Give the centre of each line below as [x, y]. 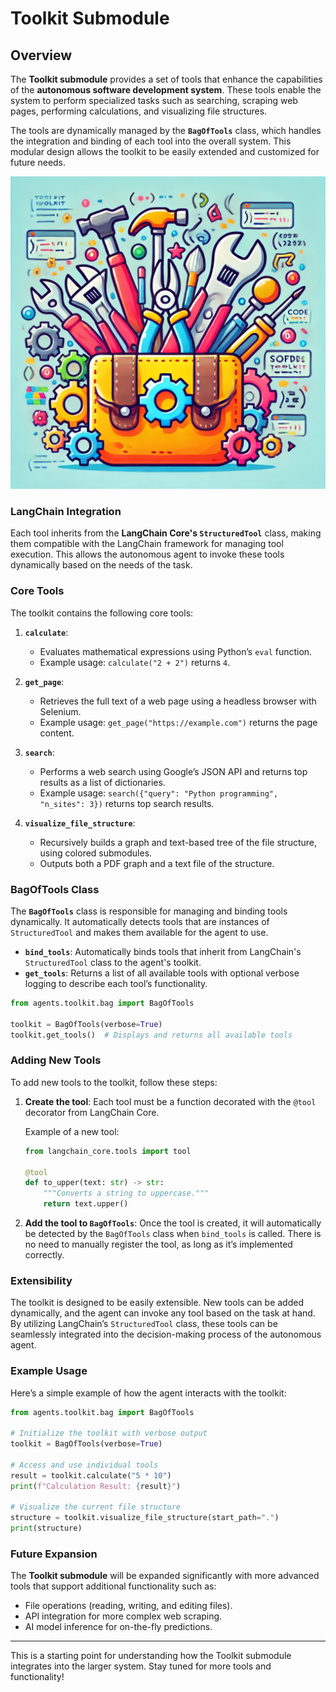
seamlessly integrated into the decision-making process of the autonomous [166, 1334]
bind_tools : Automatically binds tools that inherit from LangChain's [163, 951]
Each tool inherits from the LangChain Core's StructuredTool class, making [166, 533]
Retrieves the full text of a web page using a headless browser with [178, 701]
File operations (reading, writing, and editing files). [128, 1606]
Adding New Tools [56, 1060]
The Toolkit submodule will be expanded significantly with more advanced [165, 1576]
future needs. [38, 162]
